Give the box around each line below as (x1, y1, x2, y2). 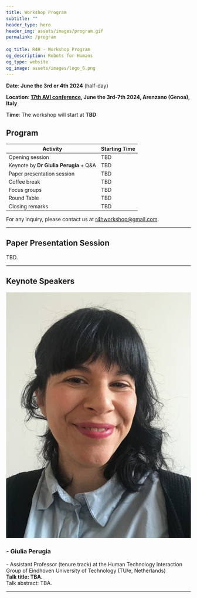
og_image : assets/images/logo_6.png (6, 65, 96, 71)
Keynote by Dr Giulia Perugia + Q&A (8, 162, 97, 169)
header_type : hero (6, 22, 51, 28)
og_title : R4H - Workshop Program (6, 47, 91, 53)
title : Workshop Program (6, 9, 67, 15)
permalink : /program (6, 34, 57, 40)
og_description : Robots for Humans (6, 53, 93, 59)
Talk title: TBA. (6, 573, 43, 580)
